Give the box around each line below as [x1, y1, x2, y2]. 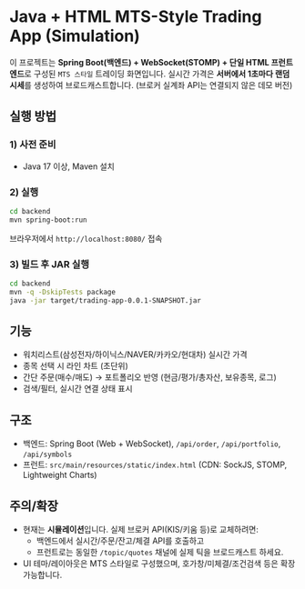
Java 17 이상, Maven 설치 [22, 161, 116, 172]
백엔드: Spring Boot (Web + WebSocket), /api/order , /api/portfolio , [22, 438, 281, 449]
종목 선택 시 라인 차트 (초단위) [22, 361, 129, 372]
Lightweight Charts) [22, 470, 97, 481]
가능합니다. [22, 570, 63, 581]
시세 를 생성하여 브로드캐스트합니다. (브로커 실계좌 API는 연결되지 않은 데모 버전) [9, 79, 293, 90]
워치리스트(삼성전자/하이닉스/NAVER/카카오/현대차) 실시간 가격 [22, 349, 248, 360]
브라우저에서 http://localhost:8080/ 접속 [9, 233, 163, 244]
